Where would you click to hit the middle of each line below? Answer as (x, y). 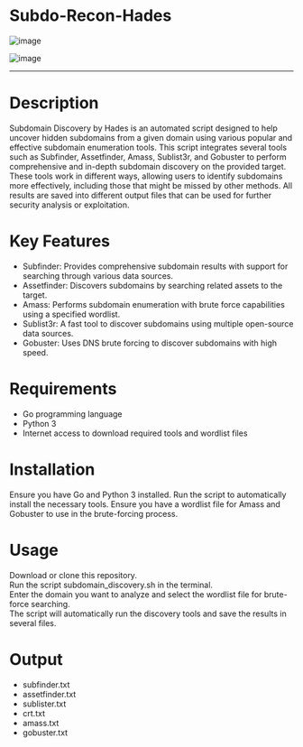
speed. (35, 352)
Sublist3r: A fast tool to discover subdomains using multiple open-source (158, 323)
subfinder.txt (46, 684)
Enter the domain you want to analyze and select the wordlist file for (136, 594)
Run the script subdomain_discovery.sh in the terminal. (111, 585)
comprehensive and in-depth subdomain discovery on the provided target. (148, 166)
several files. (33, 622)
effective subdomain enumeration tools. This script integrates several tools (148, 147)
